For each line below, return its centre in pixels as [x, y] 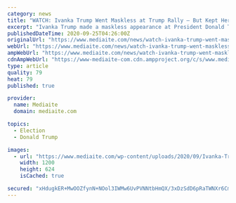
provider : [22, 98]
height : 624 [37, 169]
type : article [28, 66]
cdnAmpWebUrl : [28, 60]
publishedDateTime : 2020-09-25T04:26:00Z [69, 33]
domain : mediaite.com [45, 112]
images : [19, 150]
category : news [29, 14]
